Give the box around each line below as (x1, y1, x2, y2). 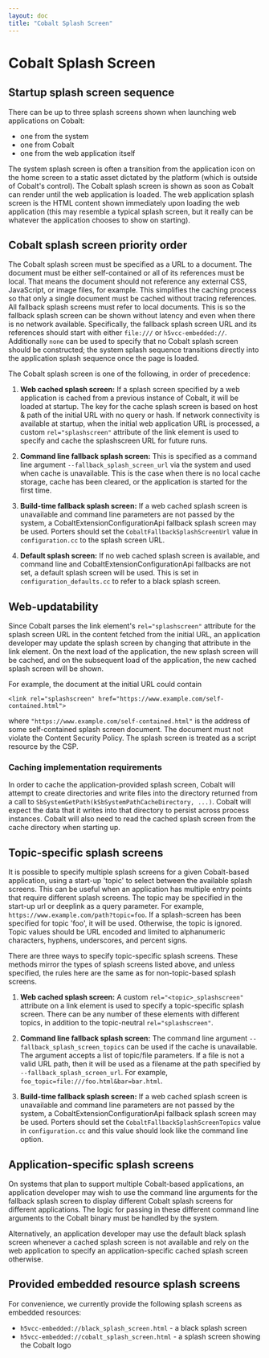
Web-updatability (8, 599, 99, 613)
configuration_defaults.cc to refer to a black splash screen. (19, 576, 221, 587)
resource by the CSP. (8, 742, 79, 751)
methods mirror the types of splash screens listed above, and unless (8, 959, 235, 969)
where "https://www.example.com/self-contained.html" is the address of (8, 716, 251, 726)
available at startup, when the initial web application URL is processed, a (19, 419, 260, 428)
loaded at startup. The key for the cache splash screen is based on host (19, 402, 259, 411)
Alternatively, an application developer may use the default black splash (8, 1229, 247, 1238)
